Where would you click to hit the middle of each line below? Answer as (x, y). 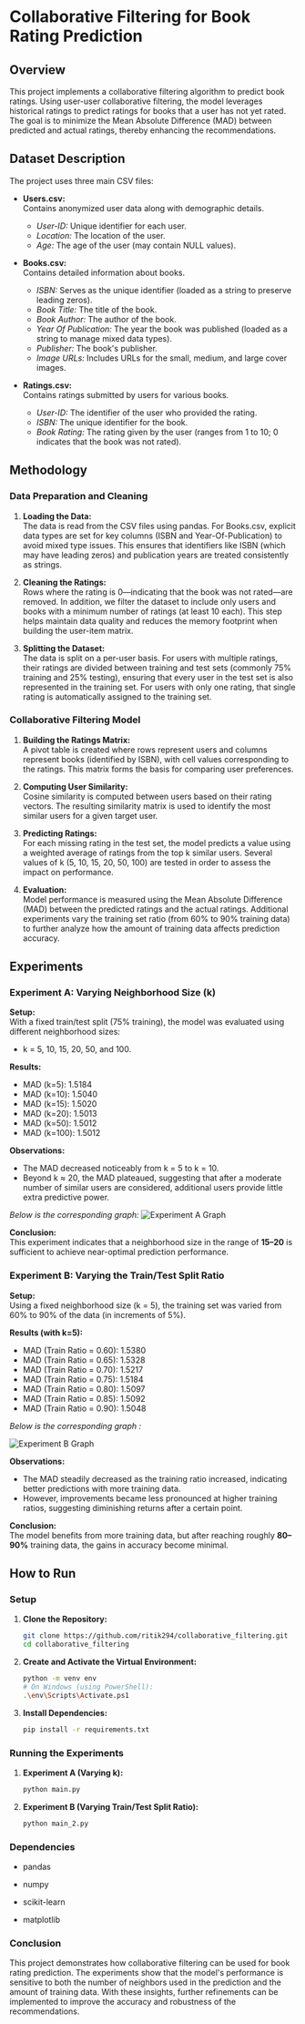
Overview (38, 70)
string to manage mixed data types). (104, 338)
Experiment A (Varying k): (73, 1773)
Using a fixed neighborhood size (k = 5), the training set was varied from (146, 1305)
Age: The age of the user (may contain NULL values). (136, 245)
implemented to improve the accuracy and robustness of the (123, 2002)
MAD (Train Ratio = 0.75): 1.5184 (83, 1379)
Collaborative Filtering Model (75, 720)
